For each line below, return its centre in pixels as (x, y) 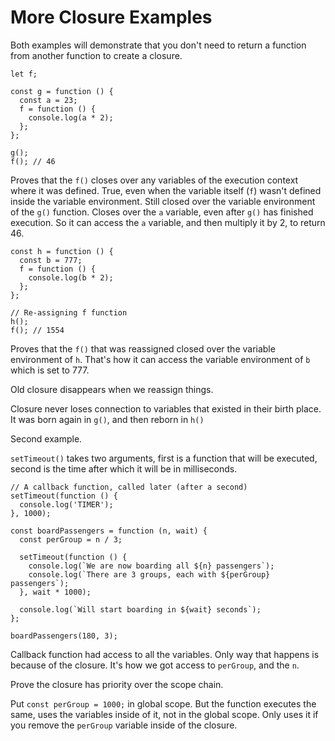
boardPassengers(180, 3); (64, 636)
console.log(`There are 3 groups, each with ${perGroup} (149, 574)
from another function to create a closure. (96, 55)
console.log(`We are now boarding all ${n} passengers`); (151, 566)
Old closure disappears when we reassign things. (112, 389)
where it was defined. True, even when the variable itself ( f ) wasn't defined (166, 190)
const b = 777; (51, 260)
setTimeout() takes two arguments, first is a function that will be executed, (164, 458)
